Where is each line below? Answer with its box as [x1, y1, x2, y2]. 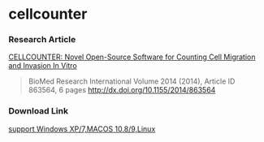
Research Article [8, 34, 76, 45]
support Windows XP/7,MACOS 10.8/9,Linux [8, 123, 156, 134]
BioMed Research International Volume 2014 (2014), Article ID [28, 76, 236, 86]
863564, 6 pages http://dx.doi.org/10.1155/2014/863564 [28, 85, 216, 95]
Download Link [8, 105, 69, 117]
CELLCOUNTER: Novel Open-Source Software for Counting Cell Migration [8, 52, 256, 62]
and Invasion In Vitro [8, 61, 77, 71]
